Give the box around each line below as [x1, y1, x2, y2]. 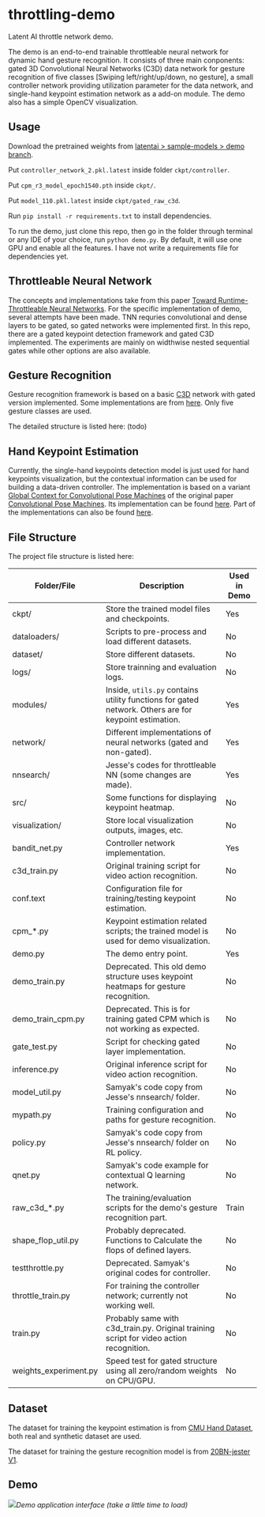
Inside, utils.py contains [105, 685, 199, 695]
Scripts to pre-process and [105, 626, 207, 637]
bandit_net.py [12, 843, 63, 853]
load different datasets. [105, 636, 192, 647]
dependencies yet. [8, 251, 69, 261]
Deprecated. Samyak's [105, 1258, 190, 1268]
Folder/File [34, 580, 77, 591]
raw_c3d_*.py [12, 1202, 65, 1213]
